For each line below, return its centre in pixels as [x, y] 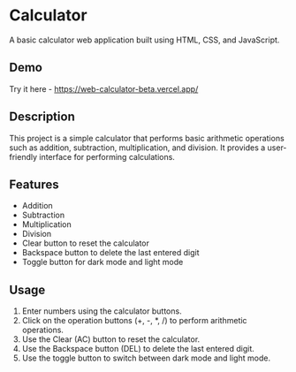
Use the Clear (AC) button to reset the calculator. [111, 339]
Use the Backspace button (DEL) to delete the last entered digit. [138, 349]
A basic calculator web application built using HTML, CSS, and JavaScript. [144, 40]
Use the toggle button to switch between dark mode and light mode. [146, 358]
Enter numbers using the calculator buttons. [102, 311]
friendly [23, 156]
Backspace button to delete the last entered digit [111, 253]
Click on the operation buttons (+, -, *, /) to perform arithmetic [134, 321]
